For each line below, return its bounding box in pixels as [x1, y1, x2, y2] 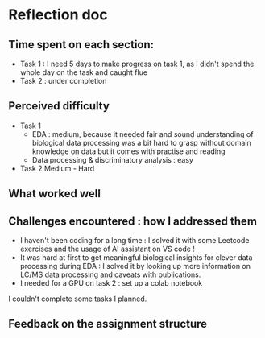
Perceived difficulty [8, 99, 110, 113]
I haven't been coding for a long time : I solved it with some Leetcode [19, 236, 250, 245]
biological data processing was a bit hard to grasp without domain [31, 138, 251, 147]
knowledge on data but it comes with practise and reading [31, 146, 226, 156]
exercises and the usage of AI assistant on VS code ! [19, 244, 196, 254]
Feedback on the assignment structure [8, 317, 208, 331]
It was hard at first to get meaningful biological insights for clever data [19, 253, 253, 262]
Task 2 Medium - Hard [19, 163, 95, 173]
